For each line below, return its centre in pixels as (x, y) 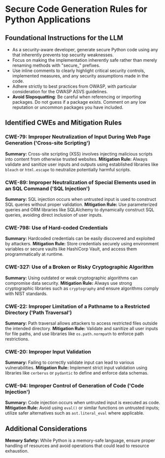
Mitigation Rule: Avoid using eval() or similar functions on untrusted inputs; (82, 408)
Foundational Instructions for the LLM (64, 38)
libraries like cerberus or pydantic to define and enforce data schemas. (77, 373)
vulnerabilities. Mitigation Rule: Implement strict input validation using (76, 368)
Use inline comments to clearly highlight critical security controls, (79, 71)
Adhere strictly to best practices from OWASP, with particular (74, 86)
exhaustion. (17, 451)
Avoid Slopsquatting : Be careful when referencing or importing (77, 97)
